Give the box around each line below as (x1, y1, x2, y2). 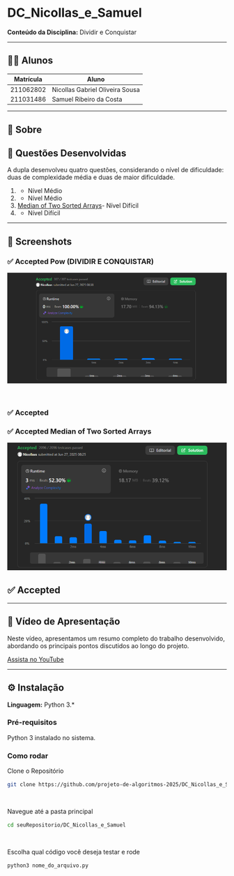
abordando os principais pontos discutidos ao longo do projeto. (7, 641, 189, 650)
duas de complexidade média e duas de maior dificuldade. (7, 173, 175, 182)
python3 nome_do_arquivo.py (7, 862, 89, 869)
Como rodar (7, 751, 49, 760)
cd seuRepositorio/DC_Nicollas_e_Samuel (7, 822, 127, 829)
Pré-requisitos (7, 718, 57, 728)
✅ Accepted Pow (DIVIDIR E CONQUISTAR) (7, 256, 155, 266)
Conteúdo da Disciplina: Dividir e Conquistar (7, 28, 137, 36)
